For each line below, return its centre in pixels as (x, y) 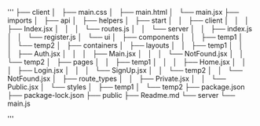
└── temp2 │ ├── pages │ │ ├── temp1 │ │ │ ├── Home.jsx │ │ (127, 62)
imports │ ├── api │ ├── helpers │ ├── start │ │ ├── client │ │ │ (128, 20)
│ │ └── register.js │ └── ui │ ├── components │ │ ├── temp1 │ (125, 37)
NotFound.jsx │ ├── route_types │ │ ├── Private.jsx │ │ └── (117, 79)
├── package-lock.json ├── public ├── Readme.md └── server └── (121, 95)
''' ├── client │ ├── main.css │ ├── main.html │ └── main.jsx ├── (123, 12)
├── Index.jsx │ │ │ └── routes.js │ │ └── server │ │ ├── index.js (130, 29)
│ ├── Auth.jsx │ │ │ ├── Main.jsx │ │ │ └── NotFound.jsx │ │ (126, 54)
